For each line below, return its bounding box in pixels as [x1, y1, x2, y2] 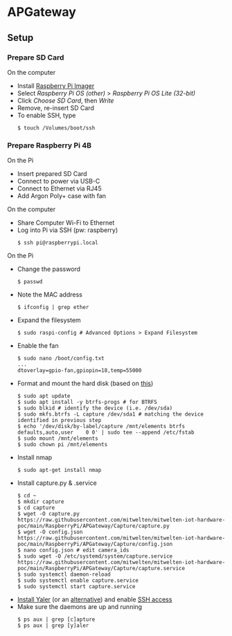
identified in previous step [17, 417, 102, 424]
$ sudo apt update [17, 393, 71, 400]
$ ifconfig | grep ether [17, 304, 89, 311]
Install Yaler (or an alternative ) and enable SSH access [17, 595, 172, 603]
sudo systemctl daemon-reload [24, 571, 111, 578]
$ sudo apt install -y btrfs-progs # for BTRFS [17, 399, 157, 406]
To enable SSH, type [17, 111, 76, 119]
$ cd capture [17, 504, 55, 511]
